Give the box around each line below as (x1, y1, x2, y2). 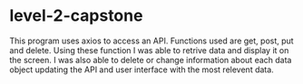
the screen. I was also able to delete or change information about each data (9, 54, 292, 65)
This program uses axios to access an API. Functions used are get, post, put (9, 35, 294, 46)
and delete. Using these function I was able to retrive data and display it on (9, 44, 289, 55)
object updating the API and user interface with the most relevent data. (9, 64, 274, 75)
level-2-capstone (9, 5, 143, 26)
